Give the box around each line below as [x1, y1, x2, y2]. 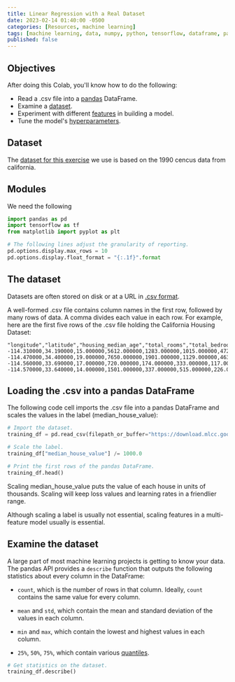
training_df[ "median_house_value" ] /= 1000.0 [7, 450, 142, 457]
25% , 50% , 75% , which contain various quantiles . [17, 648, 150, 657]
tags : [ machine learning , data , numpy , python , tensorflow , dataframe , [7, 29, 220, 37]
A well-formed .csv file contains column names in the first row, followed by [7, 305, 222, 314]
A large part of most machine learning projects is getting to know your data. [7, 557, 225, 565]
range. [7, 496, 27, 505]
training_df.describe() [7, 668, 77, 676]
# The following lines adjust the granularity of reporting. [7, 241, 190, 249]
